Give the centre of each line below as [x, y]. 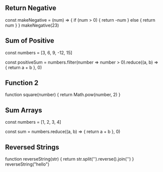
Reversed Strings [32, 147]
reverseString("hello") [27, 164]
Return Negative [31, 8]
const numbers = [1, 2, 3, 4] [33, 122]
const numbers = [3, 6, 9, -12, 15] [39, 52]
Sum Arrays [24, 110]
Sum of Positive [30, 41]
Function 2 [22, 83]
